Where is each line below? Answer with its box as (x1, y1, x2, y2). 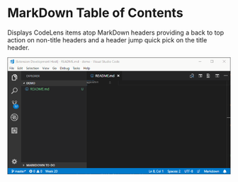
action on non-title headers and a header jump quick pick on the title (7, 35, 208, 44)
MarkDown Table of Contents (7, 5, 183, 21)
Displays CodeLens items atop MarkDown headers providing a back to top (7, 28, 225, 37)
